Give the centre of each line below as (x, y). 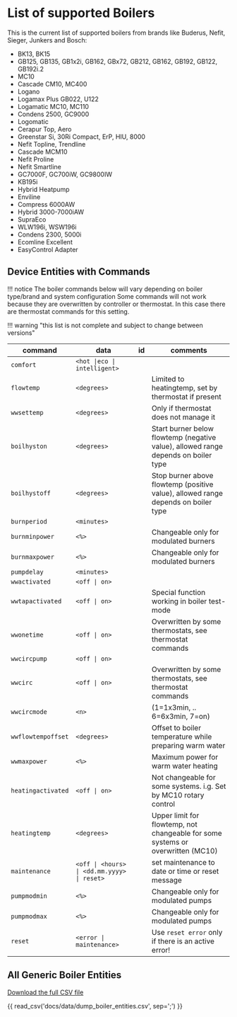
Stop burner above (182, 475)
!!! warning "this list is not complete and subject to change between (105, 325)
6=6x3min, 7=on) (181, 716)
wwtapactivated (36, 601)
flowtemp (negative (184, 437)
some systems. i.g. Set (189, 786)
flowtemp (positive (182, 484)
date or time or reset (185, 871)
